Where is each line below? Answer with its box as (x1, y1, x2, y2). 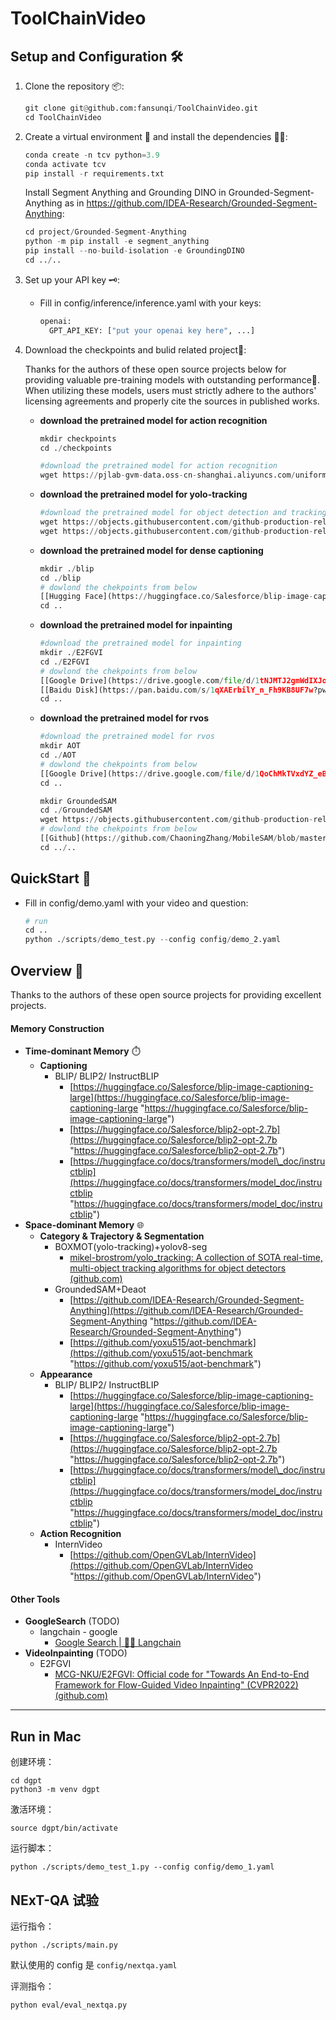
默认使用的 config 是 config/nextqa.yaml (10, 1959, 178, 1971)
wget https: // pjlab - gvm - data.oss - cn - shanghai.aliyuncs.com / (39, 470, 296, 481)
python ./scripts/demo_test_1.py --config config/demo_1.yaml (10, 1862, 275, 1872)
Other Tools (10, 1593, 61, 1605)
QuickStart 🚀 (10, 870, 92, 887)
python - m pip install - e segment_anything (24, 237, 210, 247)
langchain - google (39, 1626, 118, 1638)
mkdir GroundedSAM (39, 796, 117, 806)
